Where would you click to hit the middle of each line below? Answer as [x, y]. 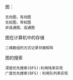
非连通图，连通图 [20, 28]
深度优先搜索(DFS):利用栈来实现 [34, 68]
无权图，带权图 [18, 22]
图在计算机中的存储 [25, 38]
